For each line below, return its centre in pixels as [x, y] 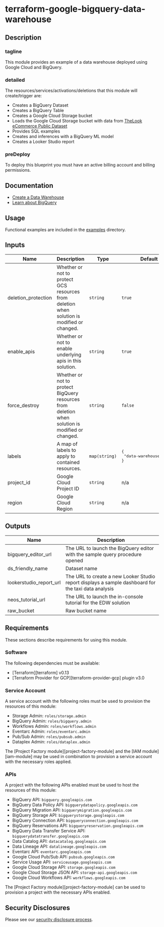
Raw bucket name [86, 610]
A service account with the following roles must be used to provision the [78, 701]
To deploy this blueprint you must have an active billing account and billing [80, 165]
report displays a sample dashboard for [110, 582]
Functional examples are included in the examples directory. [65, 230]
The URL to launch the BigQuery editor [110, 548]
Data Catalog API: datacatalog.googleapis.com [59, 841]
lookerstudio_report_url [34, 582]
